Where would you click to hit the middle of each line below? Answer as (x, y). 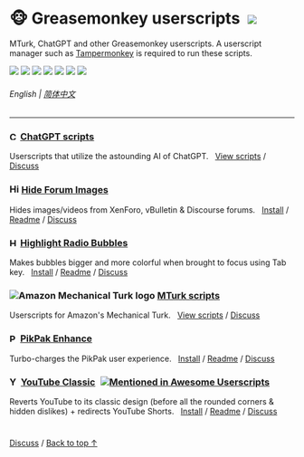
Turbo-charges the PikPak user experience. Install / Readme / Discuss (142, 358)
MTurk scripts (188, 295)
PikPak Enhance (56, 338)
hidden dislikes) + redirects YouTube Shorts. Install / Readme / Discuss (143, 411)
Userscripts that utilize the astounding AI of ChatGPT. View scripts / (138, 157)
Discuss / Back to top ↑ (53, 443)
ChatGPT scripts (57, 137)
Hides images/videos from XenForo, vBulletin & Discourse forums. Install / (149, 209)
